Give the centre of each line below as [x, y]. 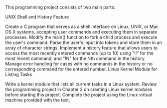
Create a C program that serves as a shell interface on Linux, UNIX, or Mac [82, 26]
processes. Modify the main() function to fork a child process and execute [81, 37]
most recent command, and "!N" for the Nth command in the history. [76, 58]
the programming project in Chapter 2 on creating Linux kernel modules [79, 89]
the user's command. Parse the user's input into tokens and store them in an [83, 42]
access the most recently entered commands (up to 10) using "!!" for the [79, 53]
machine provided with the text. [38, 100]
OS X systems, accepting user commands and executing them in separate [81, 32]
